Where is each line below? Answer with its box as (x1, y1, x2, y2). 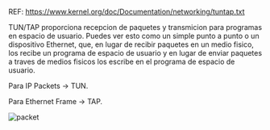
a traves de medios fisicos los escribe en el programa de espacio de (8, 57, 235, 66)
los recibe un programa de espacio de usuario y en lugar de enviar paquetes (8, 48, 263, 57)
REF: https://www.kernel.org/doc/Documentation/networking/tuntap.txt (8, 7, 245, 16)
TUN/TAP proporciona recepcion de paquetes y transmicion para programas (8, 23, 263, 31)
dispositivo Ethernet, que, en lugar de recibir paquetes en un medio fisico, (8, 40, 254, 49)
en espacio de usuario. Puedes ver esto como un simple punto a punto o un (8, 31, 260, 40)
